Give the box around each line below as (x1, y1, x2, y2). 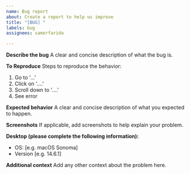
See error (14, 93, 38, 100)
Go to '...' (14, 74, 36, 81)
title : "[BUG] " (6, 19, 46, 25)
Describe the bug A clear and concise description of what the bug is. (6, 51, 173, 58)
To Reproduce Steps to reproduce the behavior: (6, 62, 122, 70)
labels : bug (6, 25, 35, 31)
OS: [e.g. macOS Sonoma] (14, 144, 78, 151)
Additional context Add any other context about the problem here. (6, 162, 167, 169)
